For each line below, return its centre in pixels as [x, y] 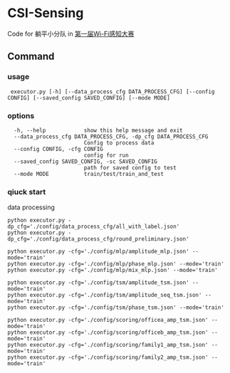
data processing [31, 207]
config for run [106, 155]
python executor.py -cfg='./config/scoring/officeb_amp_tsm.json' [108, 332]
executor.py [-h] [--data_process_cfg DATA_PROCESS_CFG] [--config [113, 91]
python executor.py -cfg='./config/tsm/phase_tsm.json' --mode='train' [116, 308]
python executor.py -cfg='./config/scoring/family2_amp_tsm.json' [108, 357]
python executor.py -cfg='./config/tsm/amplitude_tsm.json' [99, 283]
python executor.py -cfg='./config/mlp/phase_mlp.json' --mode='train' [116, 264]
